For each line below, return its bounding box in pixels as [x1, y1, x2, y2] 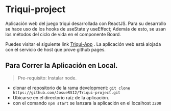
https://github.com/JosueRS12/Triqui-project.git [12, 90, 121, 95]
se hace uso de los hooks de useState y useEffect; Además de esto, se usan [5, 25, 166, 32]
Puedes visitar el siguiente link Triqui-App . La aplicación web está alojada [5, 41, 161, 47]
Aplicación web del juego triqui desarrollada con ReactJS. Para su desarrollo [5, 20, 166, 26]
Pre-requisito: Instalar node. [17, 75, 77, 81]
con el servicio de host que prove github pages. [5, 46, 106, 52]
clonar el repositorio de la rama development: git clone [12, 85, 130, 91]
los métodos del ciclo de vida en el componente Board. [5, 31, 121, 37]
